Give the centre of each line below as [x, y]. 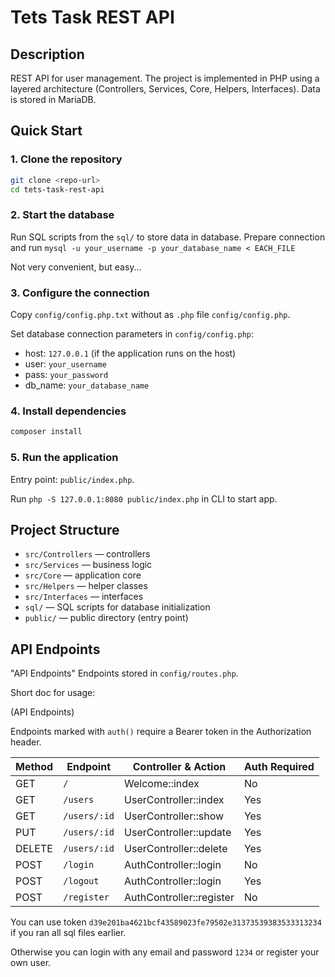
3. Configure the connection [80, 293]
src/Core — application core [83, 575]
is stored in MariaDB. [53, 99]
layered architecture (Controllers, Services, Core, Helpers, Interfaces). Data [165, 89]
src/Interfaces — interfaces [84, 597]
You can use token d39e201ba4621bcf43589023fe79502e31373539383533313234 [166, 922]
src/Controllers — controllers [87, 554]
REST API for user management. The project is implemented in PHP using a [165, 78]
